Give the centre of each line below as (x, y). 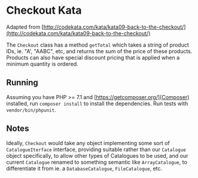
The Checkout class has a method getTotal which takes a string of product (98, 45)
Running (22, 83)
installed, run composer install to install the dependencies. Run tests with (97, 103)
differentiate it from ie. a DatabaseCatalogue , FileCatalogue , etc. (84, 168)
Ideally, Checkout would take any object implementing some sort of (88, 143)
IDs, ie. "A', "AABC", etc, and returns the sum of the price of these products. (99, 51)
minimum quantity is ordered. (42, 64)
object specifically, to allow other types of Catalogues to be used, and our (97, 155)
